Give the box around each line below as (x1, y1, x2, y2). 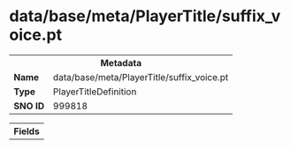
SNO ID (13, 100, 45, 112)
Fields (13, 125, 40, 138)
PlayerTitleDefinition (52, 86, 137, 98)
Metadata (100, 56, 142, 69)
